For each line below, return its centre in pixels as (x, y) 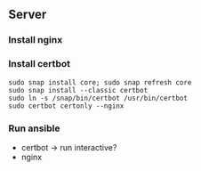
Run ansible (34, 128)
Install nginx (36, 40)
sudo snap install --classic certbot (78, 90)
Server (28, 15)
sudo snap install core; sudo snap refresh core (100, 82)
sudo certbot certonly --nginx (66, 106)
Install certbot (39, 64)
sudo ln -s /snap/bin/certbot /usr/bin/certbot (98, 98)
